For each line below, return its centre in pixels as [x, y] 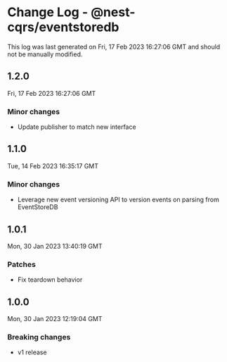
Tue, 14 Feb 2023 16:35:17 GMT [53, 166]
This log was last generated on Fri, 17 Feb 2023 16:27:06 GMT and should [114, 46]
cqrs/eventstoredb [63, 27]
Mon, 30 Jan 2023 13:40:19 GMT [55, 246]
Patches [22, 264]
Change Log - [48, 12]
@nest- [113, 12]
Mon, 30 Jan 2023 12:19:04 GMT [55, 319]
